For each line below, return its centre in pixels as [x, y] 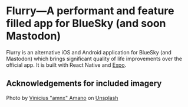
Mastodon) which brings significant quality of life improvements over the [94, 59]
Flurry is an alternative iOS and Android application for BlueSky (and [89, 52]
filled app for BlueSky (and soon [86, 23]
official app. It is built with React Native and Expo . [66, 65]
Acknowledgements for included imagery [84, 84]
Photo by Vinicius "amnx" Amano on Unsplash [62, 98]
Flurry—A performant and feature [90, 11]
